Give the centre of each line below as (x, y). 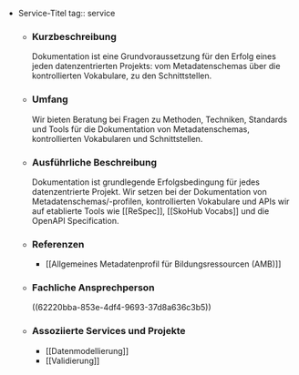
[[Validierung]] (72, 360)
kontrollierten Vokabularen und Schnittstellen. (117, 138)
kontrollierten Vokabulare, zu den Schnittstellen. (122, 76)
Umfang (50, 99)
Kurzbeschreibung (74, 36)
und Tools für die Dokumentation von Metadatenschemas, (141, 129)
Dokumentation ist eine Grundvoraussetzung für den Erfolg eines (154, 56)
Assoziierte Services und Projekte (108, 331)
